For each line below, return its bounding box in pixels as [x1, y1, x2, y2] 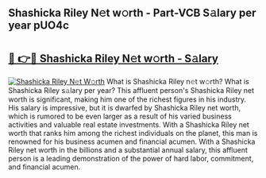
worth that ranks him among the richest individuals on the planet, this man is [8, 129, 258, 137]
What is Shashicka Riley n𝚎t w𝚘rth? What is [106, 77, 250, 86]
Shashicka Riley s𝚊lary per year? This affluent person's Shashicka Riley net [8, 86, 255, 95]
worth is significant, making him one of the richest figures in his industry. [8, 95, 247, 104]
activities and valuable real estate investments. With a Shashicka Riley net [8, 120, 250, 130]
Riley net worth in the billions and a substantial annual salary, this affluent [8, 145, 249, 154]
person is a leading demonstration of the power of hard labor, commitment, [8, 154, 254, 163]
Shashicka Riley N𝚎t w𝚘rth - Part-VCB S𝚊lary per [8, 6, 256, 20]
